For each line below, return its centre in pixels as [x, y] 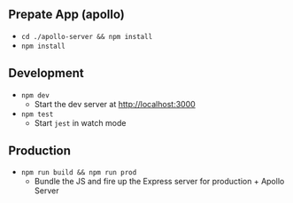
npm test [37, 114]
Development [46, 73]
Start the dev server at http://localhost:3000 [115, 104]
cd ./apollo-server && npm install [87, 36]
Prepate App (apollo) [67, 15]
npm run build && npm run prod [79, 173]
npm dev [35, 95]
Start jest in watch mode [80, 122]
